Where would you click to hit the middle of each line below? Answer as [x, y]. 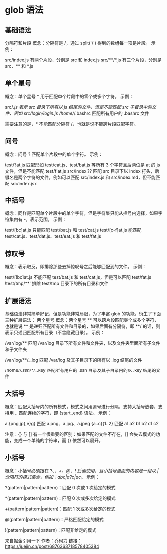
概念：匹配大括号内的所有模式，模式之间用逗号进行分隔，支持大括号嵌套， [82, 406]
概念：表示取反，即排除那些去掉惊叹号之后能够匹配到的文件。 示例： [76, 267]
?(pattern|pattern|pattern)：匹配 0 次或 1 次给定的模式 [60, 487]
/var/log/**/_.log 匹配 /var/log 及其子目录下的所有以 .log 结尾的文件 [74, 360]
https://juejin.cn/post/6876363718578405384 [52, 546]
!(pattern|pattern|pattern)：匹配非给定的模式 [51, 530]
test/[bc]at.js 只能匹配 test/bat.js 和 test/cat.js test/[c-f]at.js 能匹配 [73, 230]
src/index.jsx [24, 183]
